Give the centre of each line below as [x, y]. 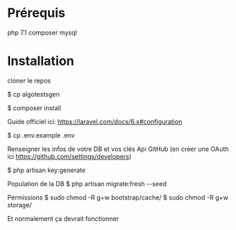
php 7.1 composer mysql [42, 32]
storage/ [20, 205]
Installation [41, 61]
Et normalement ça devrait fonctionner [63, 218]
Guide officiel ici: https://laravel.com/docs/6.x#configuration [95, 121]
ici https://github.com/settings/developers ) [69, 156]
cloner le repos [29, 80]
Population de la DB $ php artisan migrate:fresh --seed [87, 183]
